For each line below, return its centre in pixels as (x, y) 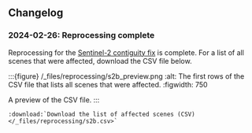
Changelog (36, 13)
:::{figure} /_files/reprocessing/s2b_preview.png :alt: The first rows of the (126, 76)
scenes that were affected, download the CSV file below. (100, 61)
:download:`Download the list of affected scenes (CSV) (102, 114)
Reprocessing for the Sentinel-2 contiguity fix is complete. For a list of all (126, 52)
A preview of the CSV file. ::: (54, 100)
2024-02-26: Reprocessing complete (82, 35)
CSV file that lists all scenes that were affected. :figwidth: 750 (108, 84)
